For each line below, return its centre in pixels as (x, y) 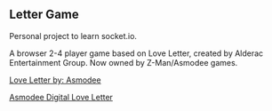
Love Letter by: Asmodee (55, 80)
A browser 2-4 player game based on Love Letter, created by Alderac (136, 53)
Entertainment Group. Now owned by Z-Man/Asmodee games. (124, 62)
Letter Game (44, 15)
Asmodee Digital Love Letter (61, 97)
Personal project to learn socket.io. (73, 36)
